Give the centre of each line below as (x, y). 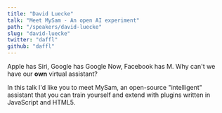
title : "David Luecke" (40, 14)
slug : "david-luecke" (39, 33)
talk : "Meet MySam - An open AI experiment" (73, 20)
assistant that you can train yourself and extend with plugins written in (109, 95)
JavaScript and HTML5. (41, 102)
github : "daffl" (31, 46)
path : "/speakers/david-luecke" (54, 27)
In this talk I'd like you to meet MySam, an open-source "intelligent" (105, 87)
